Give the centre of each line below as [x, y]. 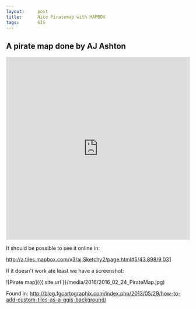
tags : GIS [26, 22]
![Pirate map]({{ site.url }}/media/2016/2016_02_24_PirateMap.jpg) [85, 282]
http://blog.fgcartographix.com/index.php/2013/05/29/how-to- [105, 294]
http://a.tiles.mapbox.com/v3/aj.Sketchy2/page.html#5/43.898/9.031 [89, 260]
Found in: [17, 294]
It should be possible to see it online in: [53, 248]
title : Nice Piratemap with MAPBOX [56, 17]
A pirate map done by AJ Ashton [66, 46]
